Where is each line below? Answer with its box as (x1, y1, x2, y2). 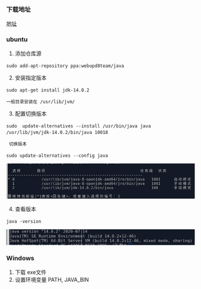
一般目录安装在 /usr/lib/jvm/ (6, 99, 75, 105)
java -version (6, 218, 42, 224)
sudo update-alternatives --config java (6, 153, 109, 159)
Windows (6, 254, 35, 263)
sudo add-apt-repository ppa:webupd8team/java (6, 63, 124, 69)
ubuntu (6, 35, 28, 44)
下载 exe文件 (14, 268, 47, 276)
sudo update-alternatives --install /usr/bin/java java (6, 123, 151, 129)
